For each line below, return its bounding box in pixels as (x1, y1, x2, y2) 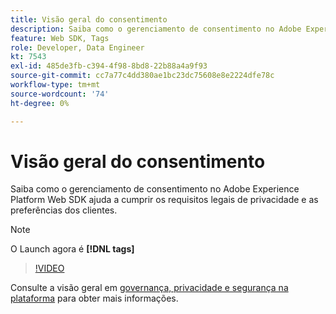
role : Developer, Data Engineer (10, 42, 145, 53)
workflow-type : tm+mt (10, 80, 101, 90)
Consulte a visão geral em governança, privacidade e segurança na (10, 282, 289, 294)
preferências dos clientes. (10, 204, 118, 216)
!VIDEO (34, 262, 65, 275)
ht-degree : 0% (10, 98, 70, 108)
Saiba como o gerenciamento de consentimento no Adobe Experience (10, 183, 300, 195)
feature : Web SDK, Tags (10, 33, 110, 43)
